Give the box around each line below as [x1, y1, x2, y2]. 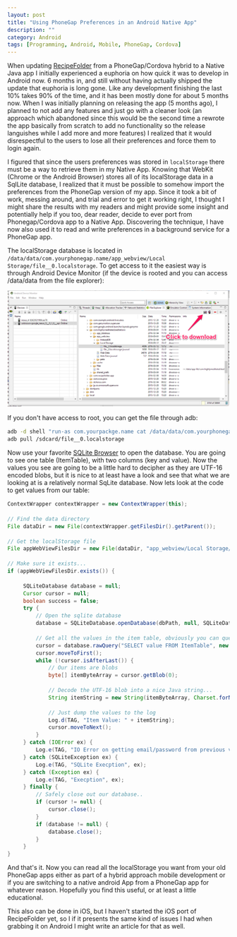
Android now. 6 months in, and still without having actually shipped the [7, 76, 213, 85]
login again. [7, 144, 41, 153]
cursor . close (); [48, 806, 97, 813]
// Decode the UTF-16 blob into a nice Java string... [48, 687, 213, 694]
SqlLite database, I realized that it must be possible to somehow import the [7, 180, 224, 189]
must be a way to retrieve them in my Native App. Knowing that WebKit [7, 165, 214, 174]
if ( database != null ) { [35, 820, 109, 828]
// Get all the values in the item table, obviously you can [35, 634, 219, 642]
